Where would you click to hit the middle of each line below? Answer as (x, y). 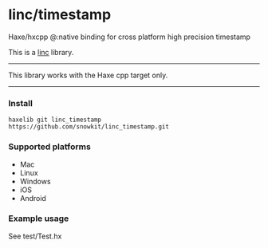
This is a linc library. (41, 52)
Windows (35, 181)
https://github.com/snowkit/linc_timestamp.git (89, 127)
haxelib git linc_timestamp (55, 120)
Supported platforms (50, 147)
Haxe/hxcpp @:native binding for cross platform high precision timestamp (130, 37)
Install (21, 103)
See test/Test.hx (35, 236)
